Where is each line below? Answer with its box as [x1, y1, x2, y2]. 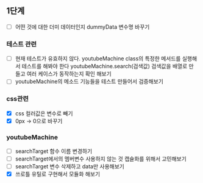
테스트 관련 [6, 40, 37, 48]
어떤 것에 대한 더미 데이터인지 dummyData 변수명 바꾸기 [15, 23, 150, 30]
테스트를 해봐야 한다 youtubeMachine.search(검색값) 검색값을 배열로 [21, 63, 188, 70]
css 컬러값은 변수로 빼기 [15, 109, 73, 117]
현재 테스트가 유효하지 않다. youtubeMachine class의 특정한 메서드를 [15, 55, 181, 62]
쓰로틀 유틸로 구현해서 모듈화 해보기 [15, 170, 101, 178]
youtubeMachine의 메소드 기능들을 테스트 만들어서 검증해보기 [15, 78, 163, 85]
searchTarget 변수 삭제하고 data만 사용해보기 [15, 163, 125, 170]
